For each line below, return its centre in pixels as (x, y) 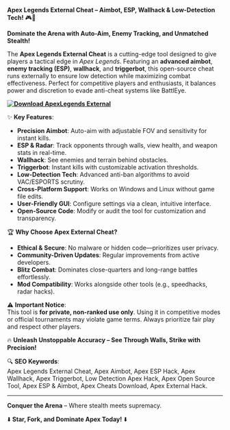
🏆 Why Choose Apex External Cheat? (62, 232)
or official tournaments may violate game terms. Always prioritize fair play (111, 319)
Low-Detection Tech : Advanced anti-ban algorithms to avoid (103, 175)
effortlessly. (34, 277)
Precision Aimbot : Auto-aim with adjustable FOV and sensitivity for (112, 131)
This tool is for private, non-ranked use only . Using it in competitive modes (114, 312)
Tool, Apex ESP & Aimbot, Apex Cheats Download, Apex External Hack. (107, 386)
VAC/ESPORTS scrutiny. (51, 182)
